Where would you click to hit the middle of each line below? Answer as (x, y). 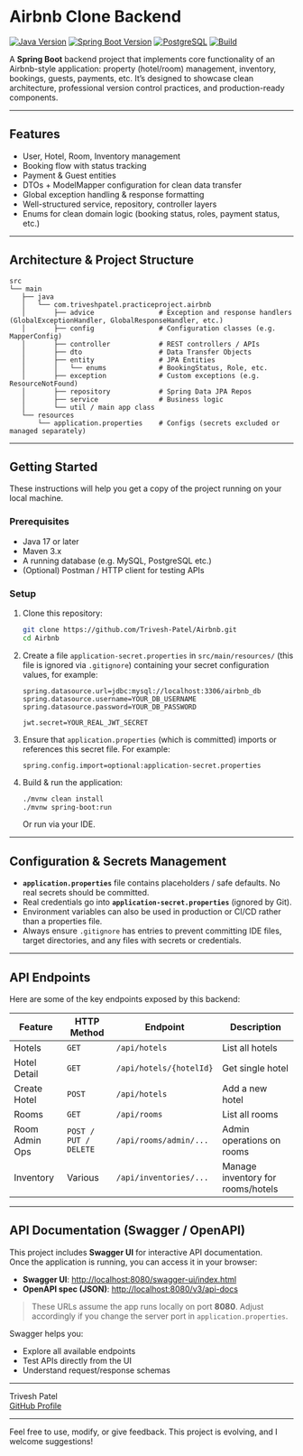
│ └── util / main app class (88, 407)
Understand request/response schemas (96, 1370)
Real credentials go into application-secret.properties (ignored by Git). (157, 902)
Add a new (245, 1089)
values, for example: (60, 674)
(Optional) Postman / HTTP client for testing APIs (113, 570)
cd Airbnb (41, 638)
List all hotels (250, 1048)
